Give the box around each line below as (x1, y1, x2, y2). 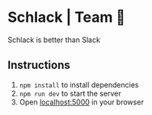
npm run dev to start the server (19, 88, 122, 98)
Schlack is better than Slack (7, 35, 100, 45)
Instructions (7, 58, 70, 72)
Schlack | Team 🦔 (7, 8, 126, 27)
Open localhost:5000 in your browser (19, 97, 145, 107)
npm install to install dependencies (19, 79, 139, 89)
